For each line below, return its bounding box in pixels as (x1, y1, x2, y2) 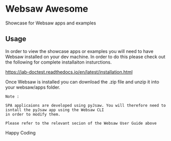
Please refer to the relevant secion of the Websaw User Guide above (5, 121, 157, 126)
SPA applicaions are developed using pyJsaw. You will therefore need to (5, 103, 166, 108)
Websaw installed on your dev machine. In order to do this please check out (5, 53, 165, 60)
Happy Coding (5, 129, 36, 135)
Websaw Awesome (5, 3, 89, 15)
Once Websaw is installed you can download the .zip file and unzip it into (5, 78, 160, 84)
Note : (5, 94, 19, 99)
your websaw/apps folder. (5, 84, 60, 90)
